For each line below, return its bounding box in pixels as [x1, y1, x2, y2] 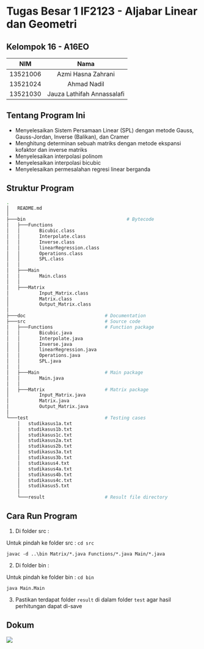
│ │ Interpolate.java [6, 335, 84, 342]
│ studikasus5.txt [17, 483, 70, 489]
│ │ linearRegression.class [6, 245, 100, 251]
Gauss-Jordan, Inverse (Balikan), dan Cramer [15, 133, 129, 140]
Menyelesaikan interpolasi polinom [15, 152, 103, 160]
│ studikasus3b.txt [17, 454, 72, 461]
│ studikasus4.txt [17, 460, 70, 466]
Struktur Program [6, 183, 75, 193]
